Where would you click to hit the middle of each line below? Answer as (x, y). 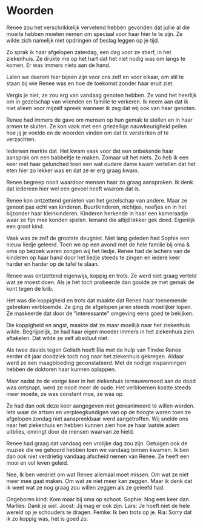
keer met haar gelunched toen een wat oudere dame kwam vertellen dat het (101, 164)
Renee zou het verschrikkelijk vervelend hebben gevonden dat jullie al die (98, 27)
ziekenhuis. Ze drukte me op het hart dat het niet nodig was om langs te (96, 58)
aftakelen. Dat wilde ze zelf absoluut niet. (58, 338)
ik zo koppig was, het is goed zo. (47, 518)
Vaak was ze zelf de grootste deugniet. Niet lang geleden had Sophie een (98, 238)
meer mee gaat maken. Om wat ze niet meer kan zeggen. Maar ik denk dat (99, 481)
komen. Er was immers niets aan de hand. (58, 65)
